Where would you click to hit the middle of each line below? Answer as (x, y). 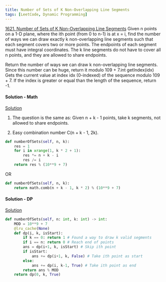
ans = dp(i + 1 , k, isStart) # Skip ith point (70, 247)
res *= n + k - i (41, 155)
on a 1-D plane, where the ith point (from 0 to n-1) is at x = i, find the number (83, 34)
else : (29, 261)
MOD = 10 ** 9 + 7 (31, 224)
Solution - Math (22, 97)
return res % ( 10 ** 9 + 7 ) (41, 165)
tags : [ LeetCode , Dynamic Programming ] (46, 14)
